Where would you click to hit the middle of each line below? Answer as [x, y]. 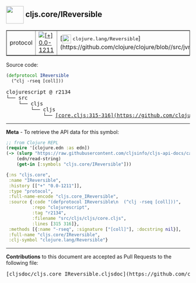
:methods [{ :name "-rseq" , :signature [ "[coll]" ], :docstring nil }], [95, 229]
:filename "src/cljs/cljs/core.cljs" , [79, 218]
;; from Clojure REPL [32, 143]
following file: [22, 263]
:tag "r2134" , [49, 213]
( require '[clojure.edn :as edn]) [48, 148]
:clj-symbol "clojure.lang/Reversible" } [58, 240]
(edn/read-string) [39, 159]
